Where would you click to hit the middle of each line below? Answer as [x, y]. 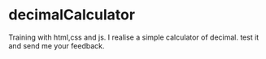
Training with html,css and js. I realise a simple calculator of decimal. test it [134, 37]
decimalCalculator [72, 15]
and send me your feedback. [57, 45]
